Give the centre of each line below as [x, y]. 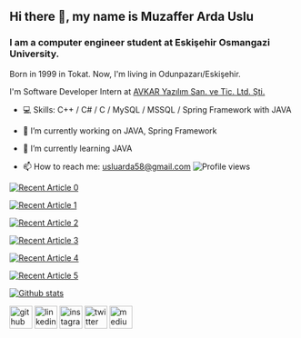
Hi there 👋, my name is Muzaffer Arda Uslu [132, 17]
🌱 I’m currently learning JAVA [77, 148]
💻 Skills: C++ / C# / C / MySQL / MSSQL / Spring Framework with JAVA [157, 109]
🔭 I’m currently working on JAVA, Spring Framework [120, 130]
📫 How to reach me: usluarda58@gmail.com [106, 166]
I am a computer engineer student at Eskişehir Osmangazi [140, 43]
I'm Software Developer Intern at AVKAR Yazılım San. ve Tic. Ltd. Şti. [137, 91]
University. [35, 54]
